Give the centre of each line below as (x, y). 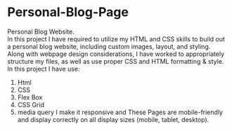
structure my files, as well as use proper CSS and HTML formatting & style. (116, 61)
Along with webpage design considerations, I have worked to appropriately (116, 54)
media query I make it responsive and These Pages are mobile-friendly (120, 112)
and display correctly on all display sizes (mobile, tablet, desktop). (113, 119)
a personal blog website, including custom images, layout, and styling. (109, 46)
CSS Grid (31, 104)
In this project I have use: (44, 69)
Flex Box (30, 97)
